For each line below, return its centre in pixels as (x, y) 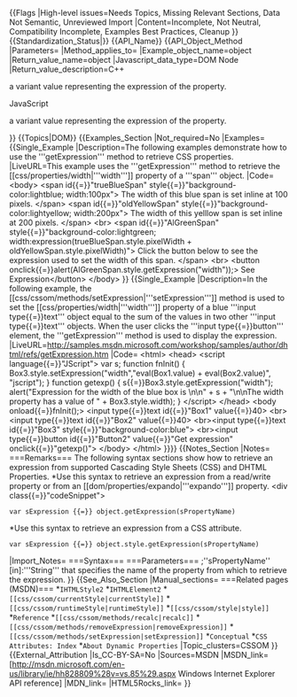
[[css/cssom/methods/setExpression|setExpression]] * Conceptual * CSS (138, 636)
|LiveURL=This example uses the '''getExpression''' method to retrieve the (145, 166)
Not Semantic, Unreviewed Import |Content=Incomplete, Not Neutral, (135, 22)
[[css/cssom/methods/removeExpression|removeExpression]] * (121, 627)
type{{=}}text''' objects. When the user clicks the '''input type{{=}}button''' (146, 326)
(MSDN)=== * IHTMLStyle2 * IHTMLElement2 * (88, 589)
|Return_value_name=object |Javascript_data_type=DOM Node (124, 60)
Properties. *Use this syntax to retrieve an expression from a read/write (140, 476)
